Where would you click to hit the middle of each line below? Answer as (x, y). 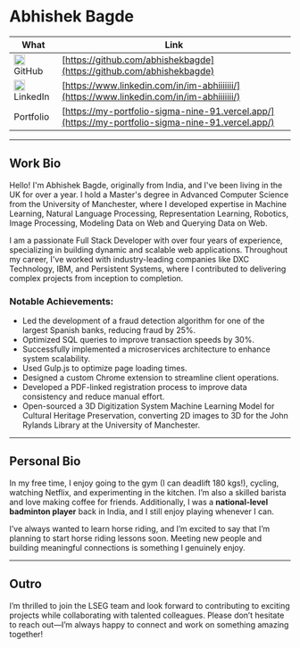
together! (26, 634)
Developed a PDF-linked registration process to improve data (134, 387)
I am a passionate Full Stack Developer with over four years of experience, (146, 240)
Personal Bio (45, 461)
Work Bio (35, 164)
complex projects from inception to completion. (96, 278)
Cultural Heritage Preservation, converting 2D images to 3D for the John (155, 416)
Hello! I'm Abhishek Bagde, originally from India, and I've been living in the (146, 185)
